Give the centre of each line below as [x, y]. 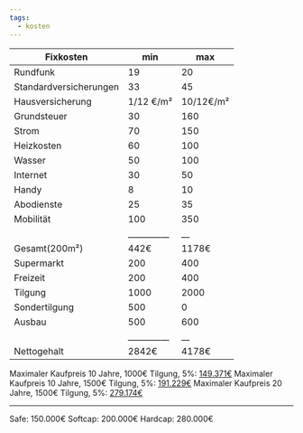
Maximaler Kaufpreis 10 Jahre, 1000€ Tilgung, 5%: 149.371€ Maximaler [141, 373]
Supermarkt [39, 263]
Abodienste [38, 204]
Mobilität [32, 219]
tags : [19, 18]
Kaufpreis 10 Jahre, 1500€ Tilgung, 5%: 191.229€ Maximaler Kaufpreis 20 [146, 383]
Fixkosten [66, 57]
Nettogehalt [39, 351]
